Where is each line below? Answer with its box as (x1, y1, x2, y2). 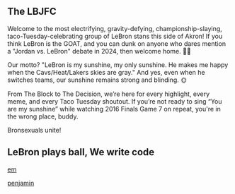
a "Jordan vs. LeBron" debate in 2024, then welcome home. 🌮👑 (7, 47, 191, 55)
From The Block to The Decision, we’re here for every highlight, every (7, 90, 210, 98)
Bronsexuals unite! (7, 126, 62, 134)
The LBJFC (7, 6, 57, 18)
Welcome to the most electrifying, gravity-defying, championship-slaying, (7, 24, 223, 32)
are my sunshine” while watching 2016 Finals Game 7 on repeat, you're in (7, 104, 221, 113)
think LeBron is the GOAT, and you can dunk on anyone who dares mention (7, 39, 227, 48)
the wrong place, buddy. (7, 112, 79, 121)
